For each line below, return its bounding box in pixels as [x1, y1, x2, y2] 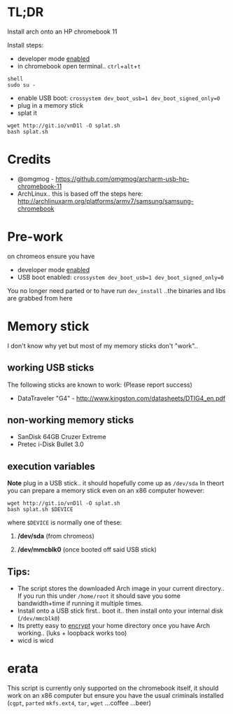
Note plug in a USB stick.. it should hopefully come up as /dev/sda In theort [7, 479, 225, 487]
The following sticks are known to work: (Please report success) [7, 380, 192, 389]
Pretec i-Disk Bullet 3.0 [17, 440, 84, 448]
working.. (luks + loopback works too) [17, 629, 127, 637]
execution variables [7, 460, 96, 472]
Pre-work [7, 229, 64, 245]
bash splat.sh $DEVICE [7, 506, 73, 513]
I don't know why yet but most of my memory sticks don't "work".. [7, 341, 198, 350]
